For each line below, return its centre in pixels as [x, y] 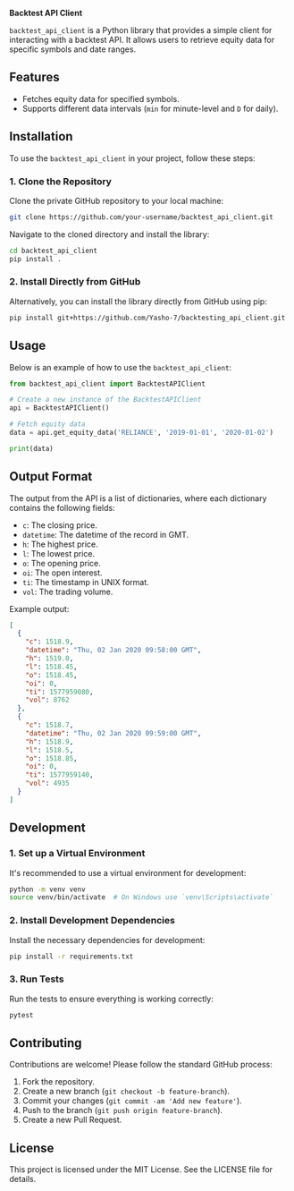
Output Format [51, 476]
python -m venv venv [48, 889]
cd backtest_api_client [54, 251]
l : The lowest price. [59, 553]
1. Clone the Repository [60, 181]
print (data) [31, 448]
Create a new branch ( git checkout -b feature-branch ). [126, 1092]
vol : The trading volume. [67, 591]
